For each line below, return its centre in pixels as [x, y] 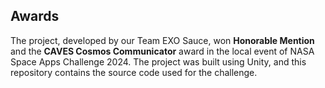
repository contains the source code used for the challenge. [134, 72]
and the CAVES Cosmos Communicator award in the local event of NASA [162, 51]
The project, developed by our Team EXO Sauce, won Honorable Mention [162, 40]
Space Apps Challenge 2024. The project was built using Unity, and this [158, 61]
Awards [35, 16]
